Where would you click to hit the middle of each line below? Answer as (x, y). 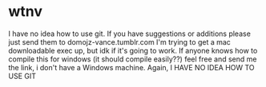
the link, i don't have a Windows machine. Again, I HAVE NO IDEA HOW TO (131, 67)
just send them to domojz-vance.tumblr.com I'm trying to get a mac (119, 42)
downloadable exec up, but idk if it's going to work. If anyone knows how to (133, 50)
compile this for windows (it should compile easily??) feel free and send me (133, 59)
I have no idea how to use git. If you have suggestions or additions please (129, 34)
